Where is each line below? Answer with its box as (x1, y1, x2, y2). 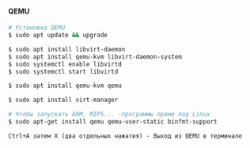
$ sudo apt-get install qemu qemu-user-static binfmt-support (8, 118, 218, 126)
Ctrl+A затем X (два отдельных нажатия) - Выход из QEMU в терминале (8, 131, 243, 140)
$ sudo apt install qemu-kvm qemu (8, 82, 123, 90)
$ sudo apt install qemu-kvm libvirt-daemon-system (8, 52, 182, 61)
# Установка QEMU (8, 24, 66, 32)
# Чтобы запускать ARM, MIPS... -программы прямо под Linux (8, 111, 211, 119)
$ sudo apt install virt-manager (8, 96, 119, 104)
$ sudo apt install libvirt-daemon (8, 45, 126, 53)
